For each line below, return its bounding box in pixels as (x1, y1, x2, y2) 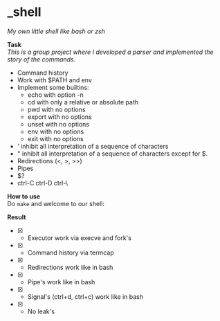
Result (7, 212, 26, 221)
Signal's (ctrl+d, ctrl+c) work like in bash (27, 292, 144, 301)
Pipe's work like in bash (27, 277, 95, 286)
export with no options (27, 112, 92, 121)
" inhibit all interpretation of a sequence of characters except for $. (17, 149, 208, 158)
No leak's (27, 307, 55, 315)
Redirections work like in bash (27, 263, 113, 271)
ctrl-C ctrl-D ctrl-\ (17, 178, 68, 187)
